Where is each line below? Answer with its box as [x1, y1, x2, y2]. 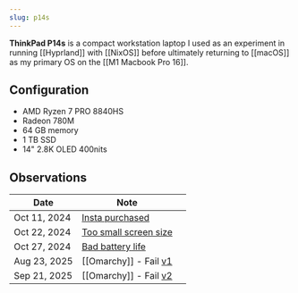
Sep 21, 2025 [13, 270, 73, 282]
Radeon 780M [21, 115, 74, 126]
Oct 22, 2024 [13, 226, 72, 239]
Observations [9, 170, 88, 185]
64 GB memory [21, 125, 79, 136]
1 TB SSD [21, 135, 56, 146]
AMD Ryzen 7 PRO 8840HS [21, 106, 123, 117]
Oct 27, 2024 [13, 240, 72, 253]
